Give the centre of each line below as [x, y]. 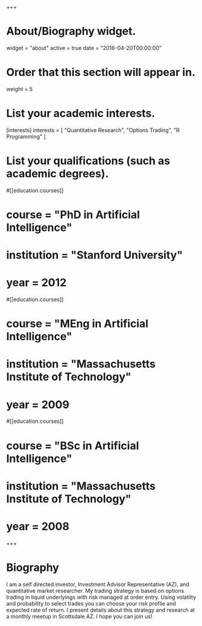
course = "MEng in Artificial [77, 324]
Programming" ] [26, 136]
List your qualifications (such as [88, 161]
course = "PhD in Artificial [73, 214]
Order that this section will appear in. [101, 72]
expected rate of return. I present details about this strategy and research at [100, 610]
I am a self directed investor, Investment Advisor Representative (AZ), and [98, 584]
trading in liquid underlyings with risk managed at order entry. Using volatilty [101, 597]
